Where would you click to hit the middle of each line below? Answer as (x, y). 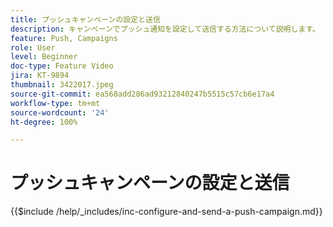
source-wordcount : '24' (60, 112)
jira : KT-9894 (40, 76)
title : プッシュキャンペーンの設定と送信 (85, 19)
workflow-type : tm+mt (55, 103)
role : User (33, 47)
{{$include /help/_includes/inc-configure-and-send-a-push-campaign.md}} (166, 212)
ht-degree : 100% (44, 122)
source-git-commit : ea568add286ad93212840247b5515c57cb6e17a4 (142, 94)
